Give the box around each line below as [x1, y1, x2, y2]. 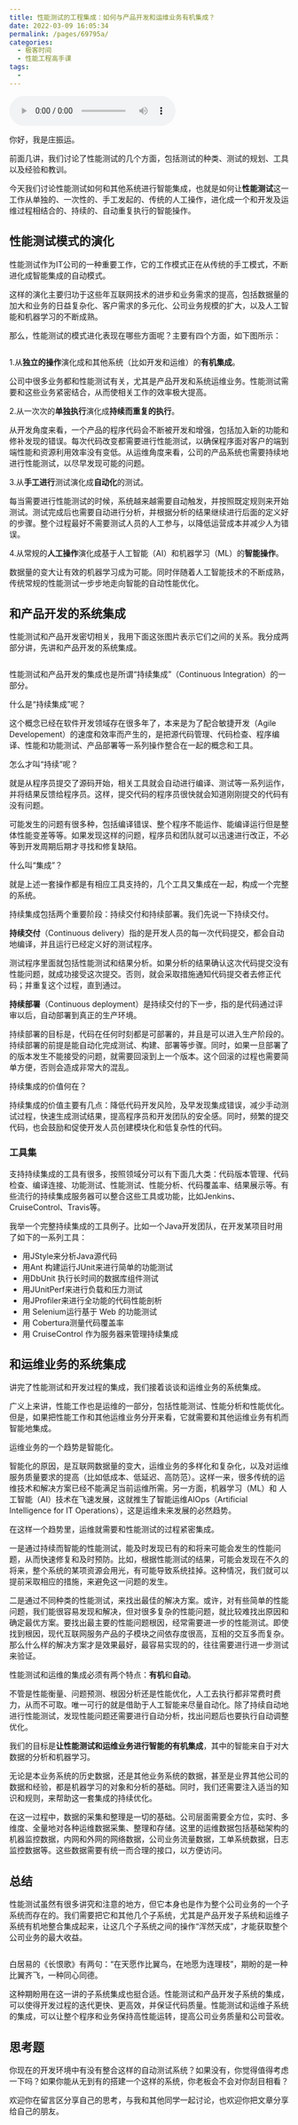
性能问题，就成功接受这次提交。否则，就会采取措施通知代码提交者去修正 [9, 969, 273, 980]
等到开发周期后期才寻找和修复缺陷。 [9, 841, 142, 852]
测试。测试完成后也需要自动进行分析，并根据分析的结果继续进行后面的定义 [9, 506, 281, 517]
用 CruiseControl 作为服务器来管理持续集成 [21, 1328, 179, 1339]
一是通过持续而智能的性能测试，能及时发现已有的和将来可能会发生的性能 [9, 1543, 273, 1554]
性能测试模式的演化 [9, 234, 114, 249]
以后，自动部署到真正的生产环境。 [16, 1010, 142, 1021]
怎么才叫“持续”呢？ [9, 759, 79, 769]
